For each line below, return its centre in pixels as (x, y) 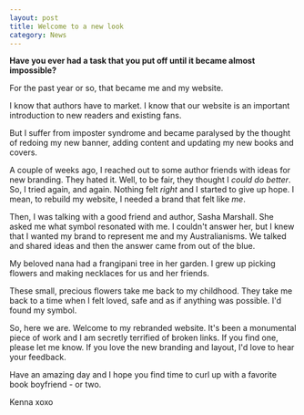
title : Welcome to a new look (67, 26)
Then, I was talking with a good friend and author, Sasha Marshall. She (142, 217)
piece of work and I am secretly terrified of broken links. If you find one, (144, 337)
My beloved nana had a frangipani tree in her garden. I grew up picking (142, 264)
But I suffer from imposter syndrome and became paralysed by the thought (150, 133)
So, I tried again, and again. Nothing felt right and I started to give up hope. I (152, 190)
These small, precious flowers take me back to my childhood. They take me (151, 291)
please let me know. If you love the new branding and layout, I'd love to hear (152, 348)
